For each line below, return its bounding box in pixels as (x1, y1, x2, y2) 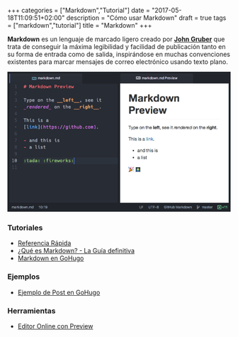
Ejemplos (7, 272, 40, 282)
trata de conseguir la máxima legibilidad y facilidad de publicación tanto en (7, 43, 226, 50)
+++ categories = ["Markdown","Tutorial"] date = (7, 6, 150, 14)
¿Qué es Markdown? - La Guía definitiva (17, 247, 135, 255)
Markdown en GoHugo (17, 254, 84, 262)
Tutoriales (7, 223, 43, 232)
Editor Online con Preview (17, 321, 93, 330)
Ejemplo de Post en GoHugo (17, 288, 101, 296)
